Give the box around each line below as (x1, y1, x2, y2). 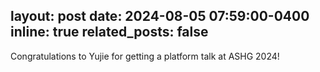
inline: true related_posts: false (10, 24, 209, 41)
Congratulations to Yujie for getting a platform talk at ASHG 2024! (10, 50, 280, 62)
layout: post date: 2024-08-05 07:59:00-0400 (10, 8, 310, 25)
